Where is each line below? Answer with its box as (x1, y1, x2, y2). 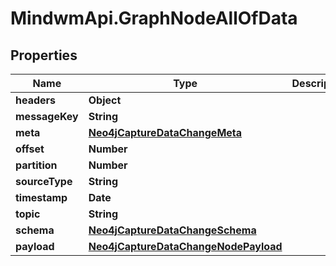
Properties (10, 47, 78, 64)
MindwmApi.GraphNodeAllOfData (10, 7, 298, 30)
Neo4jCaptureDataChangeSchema (88, 223, 257, 237)
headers (15, 93, 57, 107)
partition (15, 158, 58, 172)
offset (15, 142, 45, 156)
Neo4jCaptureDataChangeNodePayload (88, 240, 283, 253)
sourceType (15, 175, 73, 188)
